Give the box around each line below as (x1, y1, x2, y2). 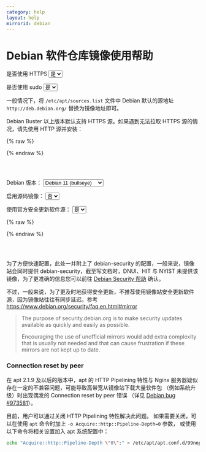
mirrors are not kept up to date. (21, 346, 101, 353)
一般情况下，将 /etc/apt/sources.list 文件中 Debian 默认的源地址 (6, 97, 174, 104)
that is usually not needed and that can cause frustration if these (21, 340, 185, 347)
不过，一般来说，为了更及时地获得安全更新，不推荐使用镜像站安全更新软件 (6, 288, 194, 296)
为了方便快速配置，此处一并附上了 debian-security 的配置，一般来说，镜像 (6, 260, 195, 267)
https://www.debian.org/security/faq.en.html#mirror (6, 303, 138, 310)
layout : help (6, 15, 40, 21)
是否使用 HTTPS (6, 70, 48, 77)
